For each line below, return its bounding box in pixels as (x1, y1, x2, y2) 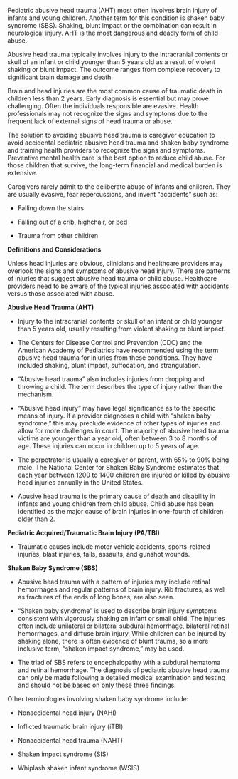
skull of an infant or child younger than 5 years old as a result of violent (7, 58, 215, 66)
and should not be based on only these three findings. (17, 681, 176, 689)
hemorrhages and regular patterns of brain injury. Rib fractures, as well (17, 585, 226, 594)
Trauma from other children (17, 232, 99, 239)
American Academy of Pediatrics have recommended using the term (17, 346, 219, 354)
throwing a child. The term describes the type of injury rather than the (17, 383, 222, 391)
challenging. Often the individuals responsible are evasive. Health (7, 102, 199, 110)
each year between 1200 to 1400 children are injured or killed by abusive (17, 470, 231, 479)
